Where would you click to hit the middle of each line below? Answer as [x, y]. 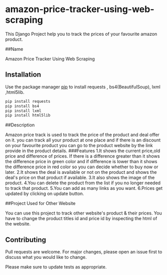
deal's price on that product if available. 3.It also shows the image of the [80, 178]
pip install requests [28, 101]
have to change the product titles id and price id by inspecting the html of [81, 219]
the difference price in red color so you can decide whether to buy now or [82, 167]
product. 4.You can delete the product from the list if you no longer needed [83, 183]
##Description [20, 125]
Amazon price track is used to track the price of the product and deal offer [82, 135]
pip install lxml [23, 111]
